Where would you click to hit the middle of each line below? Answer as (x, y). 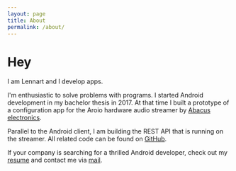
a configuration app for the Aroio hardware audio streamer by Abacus (109, 110)
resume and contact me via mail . (55, 160)
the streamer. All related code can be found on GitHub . (87, 139)
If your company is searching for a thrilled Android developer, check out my (118, 153)
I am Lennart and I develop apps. (55, 81)
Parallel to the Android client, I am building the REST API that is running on (116, 131)
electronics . (24, 118)
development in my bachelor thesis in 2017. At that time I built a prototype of (118, 102)
